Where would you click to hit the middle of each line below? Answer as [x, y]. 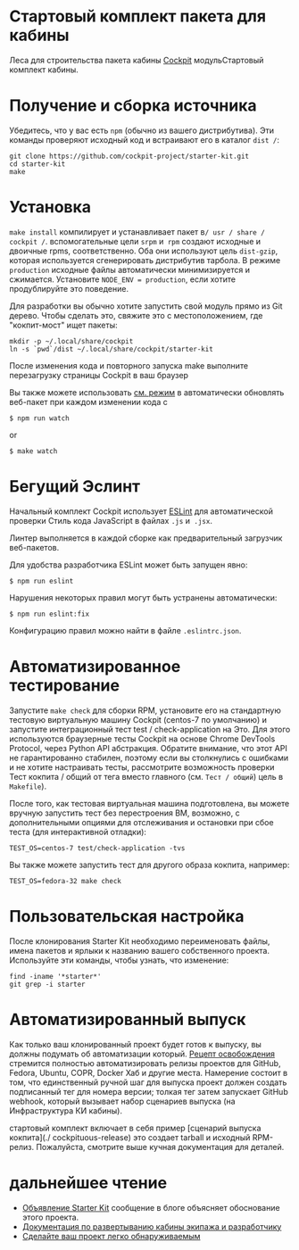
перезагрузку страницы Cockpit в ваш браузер [99, 375]
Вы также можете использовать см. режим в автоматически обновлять [147, 392]
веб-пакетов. [34, 547]
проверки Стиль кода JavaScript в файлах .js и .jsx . [111, 520]
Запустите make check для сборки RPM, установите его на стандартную [145, 710]
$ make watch [33, 451]
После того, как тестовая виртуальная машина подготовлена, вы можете [149, 803]
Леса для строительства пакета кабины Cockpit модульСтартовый [137, 60]
